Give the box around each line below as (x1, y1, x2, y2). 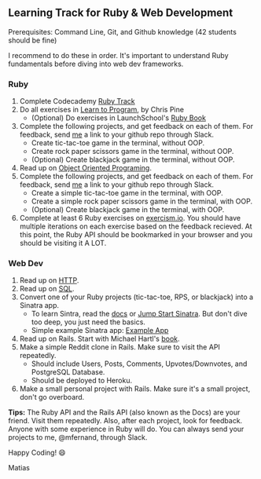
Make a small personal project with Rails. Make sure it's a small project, (19, 384, 251, 393)
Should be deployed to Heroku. (31, 376, 132, 386)
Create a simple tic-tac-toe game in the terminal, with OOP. (31, 188, 223, 198)
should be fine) (8, 35, 57, 45)
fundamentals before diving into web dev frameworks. (8, 59, 184, 68)
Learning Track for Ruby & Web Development (8, 6, 233, 20)
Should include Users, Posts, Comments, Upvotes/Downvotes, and (31, 359, 248, 368)
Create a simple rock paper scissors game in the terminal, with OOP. (31, 196, 253, 207)
